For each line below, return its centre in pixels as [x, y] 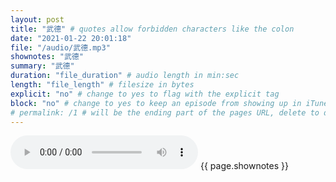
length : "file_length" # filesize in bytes [102, 85]
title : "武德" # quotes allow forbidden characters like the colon [152, 29]
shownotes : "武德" [47, 57]
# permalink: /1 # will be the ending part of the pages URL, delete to [165, 112]
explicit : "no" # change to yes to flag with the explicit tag [145, 94]
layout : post [37, 19]
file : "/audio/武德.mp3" [60, 47]
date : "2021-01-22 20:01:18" [71, 38]
